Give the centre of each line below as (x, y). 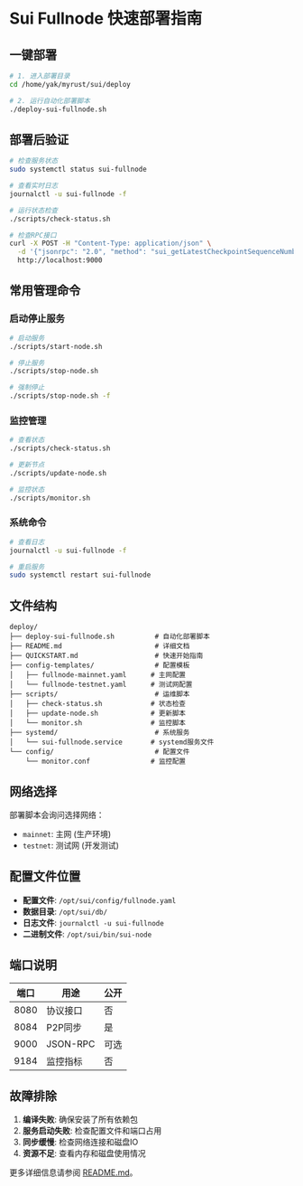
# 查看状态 (27, 440)
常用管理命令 (45, 291)
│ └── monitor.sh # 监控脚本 (98, 723)
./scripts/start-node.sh (56, 346)
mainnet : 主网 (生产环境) (67, 833)
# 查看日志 (27, 542)
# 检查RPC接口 (33, 235)
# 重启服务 (27, 567)
